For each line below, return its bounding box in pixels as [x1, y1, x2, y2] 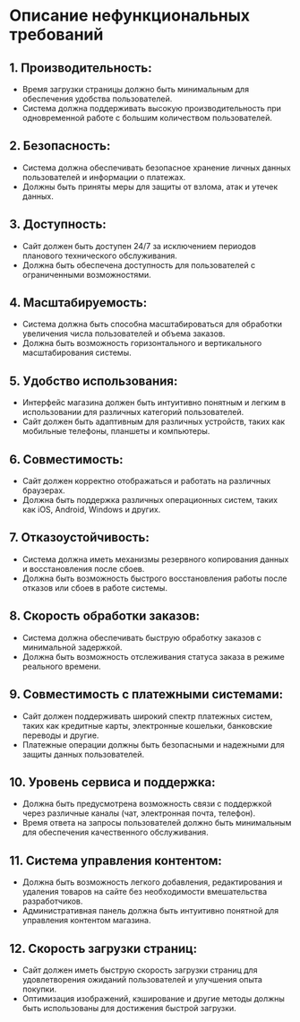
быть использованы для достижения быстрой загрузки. [21, 1002, 237, 1013]
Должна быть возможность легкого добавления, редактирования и [21, 877, 283, 888]
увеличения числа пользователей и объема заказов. [21, 328, 226, 339]
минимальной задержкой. [21, 642, 123, 653]
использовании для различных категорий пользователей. [21, 407, 244, 418]
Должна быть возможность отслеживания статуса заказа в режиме [21, 651, 285, 662]
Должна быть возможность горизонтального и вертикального [21, 338, 262, 349]
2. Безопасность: [9, 138, 111, 153]
